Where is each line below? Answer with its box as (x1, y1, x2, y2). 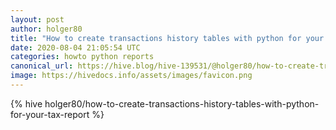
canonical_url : (10, 61, 74, 71)
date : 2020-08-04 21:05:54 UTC (10, 42, 141, 53)
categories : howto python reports (10, 52, 155, 62)
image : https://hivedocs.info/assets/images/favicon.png (10, 71, 253, 81)
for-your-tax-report (10, 108, 90, 120)
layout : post (10, 14, 65, 25)
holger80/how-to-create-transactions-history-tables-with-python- (44, 97, 320, 110)
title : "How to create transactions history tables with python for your (10, 33, 325, 43)
